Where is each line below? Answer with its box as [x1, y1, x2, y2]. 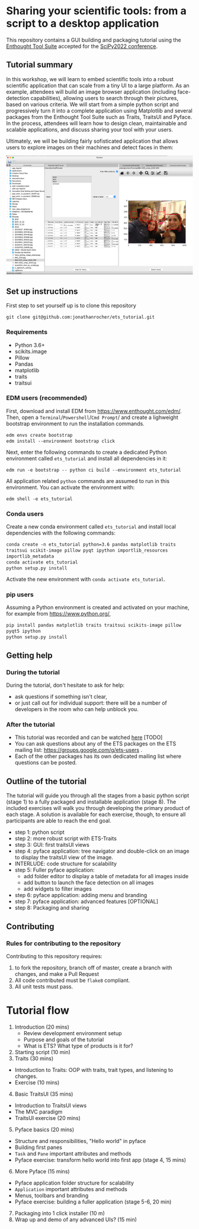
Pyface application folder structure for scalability [14, 1179, 134, 1186]
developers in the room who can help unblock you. [14, 706, 139, 713]
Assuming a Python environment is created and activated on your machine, [6, 604, 190, 611]
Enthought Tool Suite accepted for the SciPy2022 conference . [6, 43, 158, 50]
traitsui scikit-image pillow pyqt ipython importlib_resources [6, 548, 168, 553]
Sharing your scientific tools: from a [6, 4, 187, 18]
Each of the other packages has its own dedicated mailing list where [14, 753, 182, 760]
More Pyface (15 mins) [14, 1167, 70, 1174]
